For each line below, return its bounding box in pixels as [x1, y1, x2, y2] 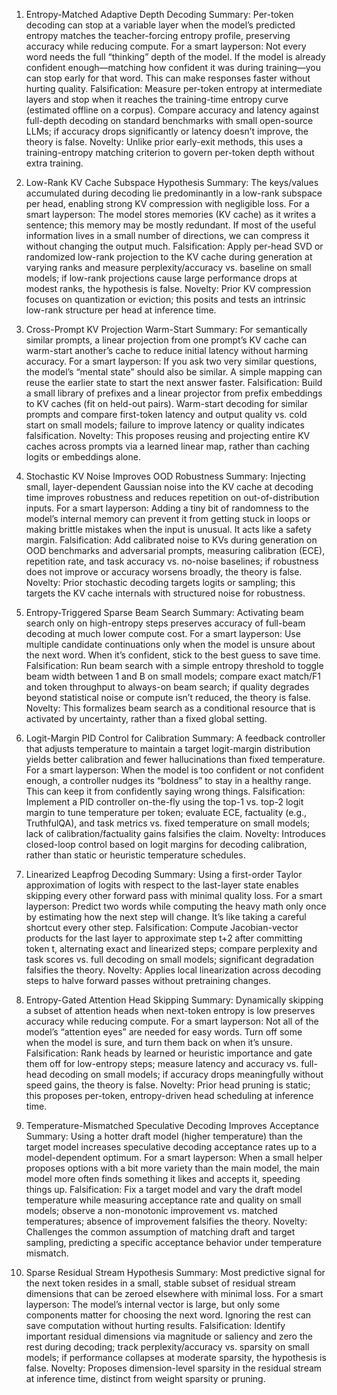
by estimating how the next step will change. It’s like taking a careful [25, 911, 307, 923]
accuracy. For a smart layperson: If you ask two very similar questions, [25, 355, 318, 367]
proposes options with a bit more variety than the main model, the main [25, 1162, 320, 1174]
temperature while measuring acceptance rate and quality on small [25, 1194, 302, 1206]
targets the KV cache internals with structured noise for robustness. [25, 587, 306, 599]
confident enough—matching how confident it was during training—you [25, 62, 322, 73]
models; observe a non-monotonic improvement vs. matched [25, 1205, 278, 1216]
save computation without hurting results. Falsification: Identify [25, 1320, 286, 1331]
